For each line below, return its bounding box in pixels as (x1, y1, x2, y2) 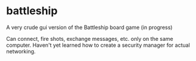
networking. (6, 47, 36, 54)
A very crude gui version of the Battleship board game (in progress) (6, 24, 173, 31)
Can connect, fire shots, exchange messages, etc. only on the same (6, 35, 173, 42)
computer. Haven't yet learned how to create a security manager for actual (6, 41, 190, 49)
